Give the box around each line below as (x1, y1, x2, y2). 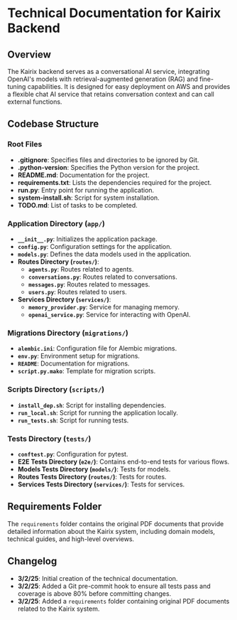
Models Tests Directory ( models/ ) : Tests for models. (17, 464, 171, 474)
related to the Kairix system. (17, 604, 100, 613)
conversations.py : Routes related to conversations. (28, 272, 177, 281)
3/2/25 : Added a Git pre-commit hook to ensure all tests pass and (17, 582, 211, 590)
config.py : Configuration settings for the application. (17, 242, 172, 250)
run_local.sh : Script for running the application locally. (17, 408, 179, 417)
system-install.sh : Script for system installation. (17, 193, 160, 202)
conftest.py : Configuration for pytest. (17, 449, 128, 458)
